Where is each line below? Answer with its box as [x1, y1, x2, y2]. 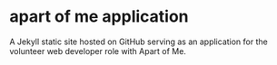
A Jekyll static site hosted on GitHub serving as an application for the [9, 36, 268, 47]
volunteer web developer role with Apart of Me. [9, 45, 186, 56]
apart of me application [9, 6, 189, 27]
